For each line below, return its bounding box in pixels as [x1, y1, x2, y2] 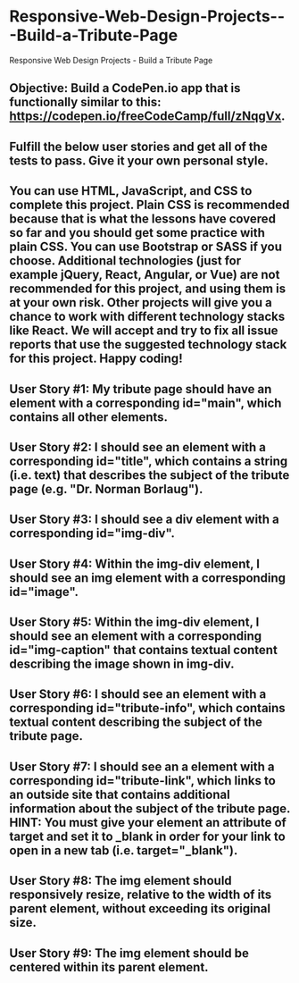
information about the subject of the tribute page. [9, 801, 291, 816]
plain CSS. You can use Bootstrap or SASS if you [9, 239, 283, 255]
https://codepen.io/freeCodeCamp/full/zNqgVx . [9, 109, 286, 124]
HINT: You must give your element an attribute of [9, 815, 287, 830]
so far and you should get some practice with [9, 225, 265, 240]
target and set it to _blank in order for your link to [9, 828, 286, 844]
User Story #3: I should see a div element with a [9, 512, 279, 527]
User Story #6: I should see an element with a [9, 686, 267, 702]
